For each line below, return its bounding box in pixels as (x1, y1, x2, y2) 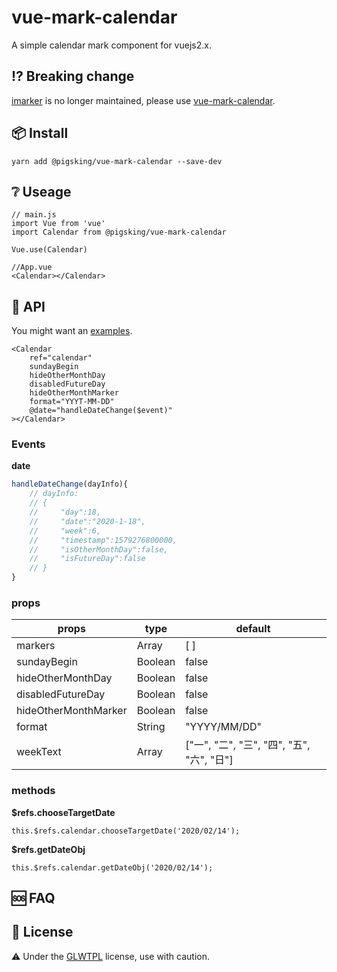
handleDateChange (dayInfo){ (11, 479, 129, 490)
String (136, 720, 166, 734)
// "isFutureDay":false (29, 554, 146, 564)
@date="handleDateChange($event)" (29, 406, 173, 416)
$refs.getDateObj (11, 843, 86, 855)
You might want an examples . (11, 325, 133, 337)
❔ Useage (11, 183, 72, 200)
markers (16, 639, 56, 653)
